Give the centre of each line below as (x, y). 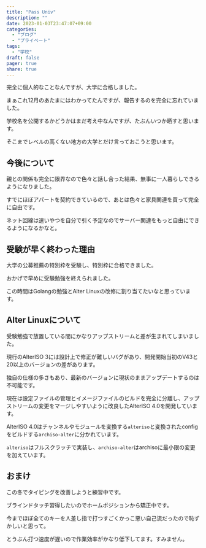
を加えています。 (28, 455)
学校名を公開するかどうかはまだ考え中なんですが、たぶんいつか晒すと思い (100, 121)
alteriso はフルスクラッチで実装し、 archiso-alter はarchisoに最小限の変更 (101, 447)
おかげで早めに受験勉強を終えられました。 (60, 278)
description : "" (27, 18)
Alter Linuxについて (44, 320)
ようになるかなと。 (36, 228)
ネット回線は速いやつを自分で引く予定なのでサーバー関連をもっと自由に (97, 220)
